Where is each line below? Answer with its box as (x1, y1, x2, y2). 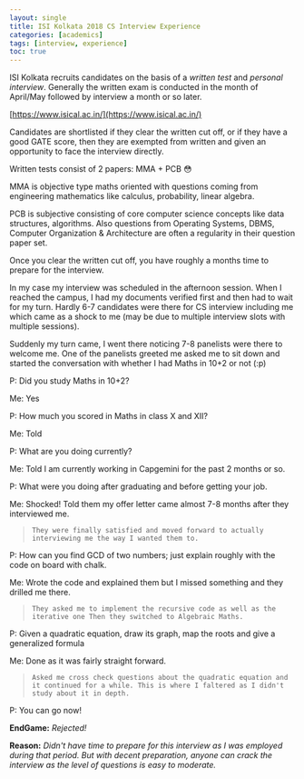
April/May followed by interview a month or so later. (9, 92, 202, 103)
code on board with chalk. (9, 560, 107, 571)
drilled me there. (9, 587, 71, 598)
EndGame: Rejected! (9, 723, 87, 734)
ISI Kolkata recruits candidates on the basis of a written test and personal (9, 72, 283, 83)
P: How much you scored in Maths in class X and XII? (9, 411, 209, 422)
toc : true (9, 47, 47, 56)
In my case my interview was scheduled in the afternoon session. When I (9, 283, 282, 294)
